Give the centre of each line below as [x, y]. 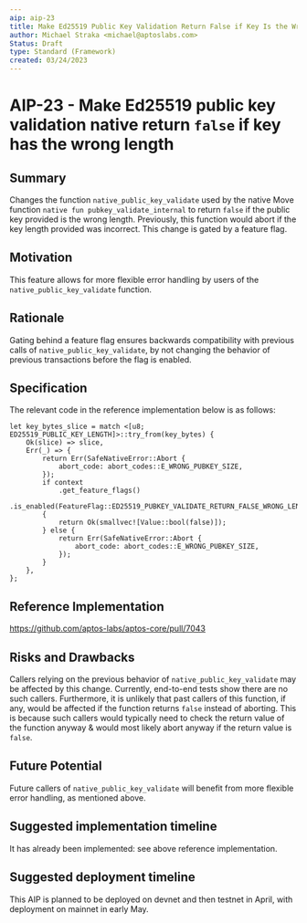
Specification [48, 388]
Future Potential [56, 766]
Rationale [37, 318]
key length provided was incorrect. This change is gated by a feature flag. [148, 229]
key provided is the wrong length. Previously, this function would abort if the [153, 219]
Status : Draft [37, 43]
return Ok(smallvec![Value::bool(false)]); [142, 523]
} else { [59, 530]
